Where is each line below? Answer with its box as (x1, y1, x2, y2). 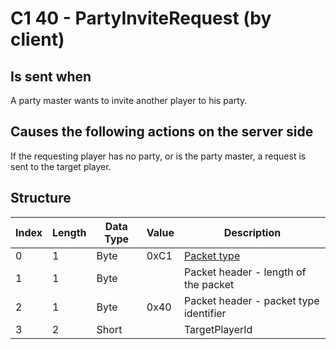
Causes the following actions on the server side (10, 123, 314, 141)
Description (223, 225, 282, 239)
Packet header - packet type (183, 293, 320, 307)
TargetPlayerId (183, 322, 253, 336)
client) (10, 28, 65, 51)
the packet (183, 277, 235, 291)
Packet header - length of (183, 265, 307, 279)
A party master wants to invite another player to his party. (10, 95, 248, 106)
